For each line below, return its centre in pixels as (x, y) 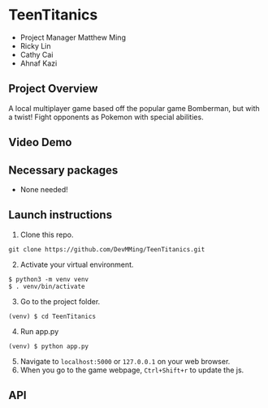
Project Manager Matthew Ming (73, 37)
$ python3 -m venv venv (49, 279)
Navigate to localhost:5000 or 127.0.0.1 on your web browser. (125, 361)
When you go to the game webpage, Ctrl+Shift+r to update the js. (132, 370)
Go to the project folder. (60, 301)
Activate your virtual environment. (77, 264)
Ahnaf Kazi (39, 63)
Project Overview (53, 89)
